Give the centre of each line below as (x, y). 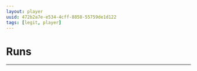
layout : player (25, 11)
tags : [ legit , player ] (34, 22)
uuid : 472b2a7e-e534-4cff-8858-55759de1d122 (61, 17)
